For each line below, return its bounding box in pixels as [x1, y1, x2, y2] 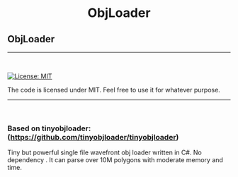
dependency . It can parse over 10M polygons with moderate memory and [7, 156, 223, 164]
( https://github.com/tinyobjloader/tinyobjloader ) [7, 132, 179, 142]
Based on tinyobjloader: [7, 123, 91, 133]
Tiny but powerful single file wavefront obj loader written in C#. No [7, 148, 202, 157]
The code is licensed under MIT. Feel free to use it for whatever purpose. [7, 86, 221, 94]
